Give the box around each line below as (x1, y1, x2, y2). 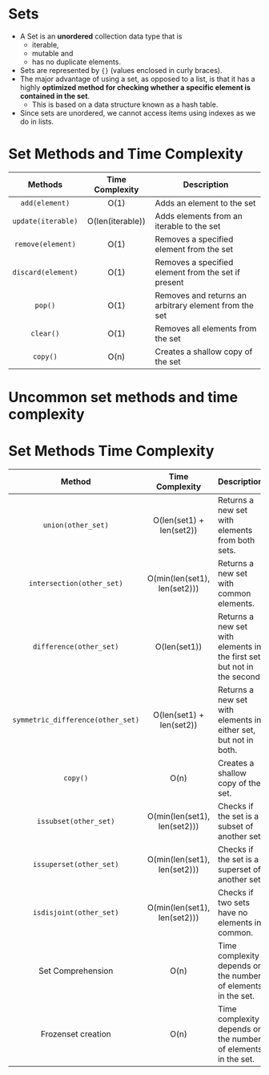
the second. (217, 671, 263, 682)
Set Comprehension (38, 965, 114, 976)
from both (217, 535, 255, 546)
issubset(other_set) (37, 816, 115, 825)
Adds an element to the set (155, 197, 256, 209)
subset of (217, 821, 254, 832)
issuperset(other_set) (32, 860, 119, 869)
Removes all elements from (155, 323, 257, 334)
